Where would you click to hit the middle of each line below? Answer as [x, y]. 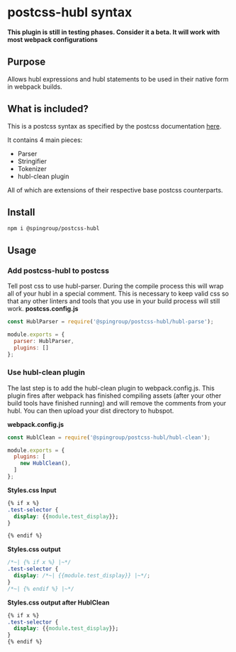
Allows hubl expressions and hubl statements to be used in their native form [118, 79]
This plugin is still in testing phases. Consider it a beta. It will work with [114, 32]
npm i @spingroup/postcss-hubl [54, 229]
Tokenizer [32, 168]
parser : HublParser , [44, 341]
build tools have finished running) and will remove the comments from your [117, 403]
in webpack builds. [35, 87]
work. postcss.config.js [43, 309]
